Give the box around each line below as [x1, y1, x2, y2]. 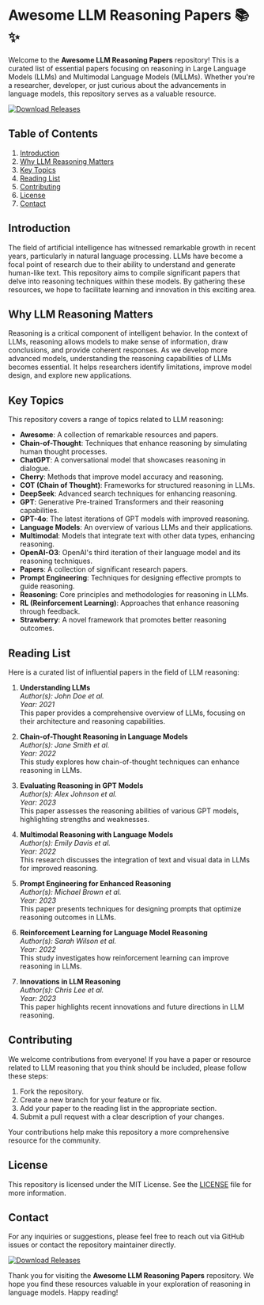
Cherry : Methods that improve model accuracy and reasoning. [19, 472, 224, 481]
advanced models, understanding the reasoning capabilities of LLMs [8, 354, 232, 363]
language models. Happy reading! [8, 1288, 119, 1297]
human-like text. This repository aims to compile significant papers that [8, 268, 240, 277]
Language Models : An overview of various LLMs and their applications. [19, 523, 253, 532]
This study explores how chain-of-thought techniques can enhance [19, 757, 239, 767]
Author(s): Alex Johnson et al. [19, 789, 117, 798]
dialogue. [19, 464, 51, 474]
